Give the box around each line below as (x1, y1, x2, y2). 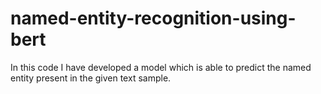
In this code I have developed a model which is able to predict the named (10, 61, 312, 73)
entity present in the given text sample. (10, 72, 172, 84)
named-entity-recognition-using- (10, 7, 297, 30)
